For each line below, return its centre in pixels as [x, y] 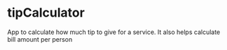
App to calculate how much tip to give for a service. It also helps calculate [114, 32]
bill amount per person [40, 39]
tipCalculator [46, 13]
